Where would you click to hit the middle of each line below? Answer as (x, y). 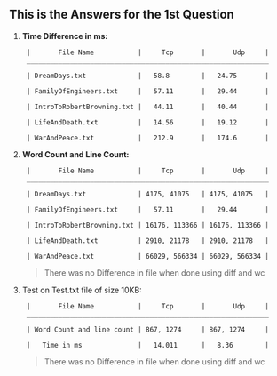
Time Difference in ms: (65, 36)
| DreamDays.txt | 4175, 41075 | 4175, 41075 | (147, 194)
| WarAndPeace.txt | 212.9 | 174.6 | (147, 138)
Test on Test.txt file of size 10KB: (82, 290)
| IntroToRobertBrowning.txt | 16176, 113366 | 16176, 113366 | (147, 225)
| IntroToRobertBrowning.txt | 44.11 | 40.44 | (147, 107)
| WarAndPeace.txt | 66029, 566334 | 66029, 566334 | (147, 256)
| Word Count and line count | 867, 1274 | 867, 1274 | (147, 329)
